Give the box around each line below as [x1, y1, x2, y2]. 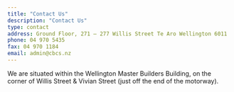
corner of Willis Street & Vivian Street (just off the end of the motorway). [7, 76, 219, 85]
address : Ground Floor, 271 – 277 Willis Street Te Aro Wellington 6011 [7, 30, 228, 38]
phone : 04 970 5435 [7, 37, 65, 44]
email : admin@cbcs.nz [7, 50, 72, 57]
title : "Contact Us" [7, 10, 69, 18]
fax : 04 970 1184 [7, 43, 59, 50]
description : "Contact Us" [7, 17, 87, 24]
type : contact [7, 23, 50, 30]
